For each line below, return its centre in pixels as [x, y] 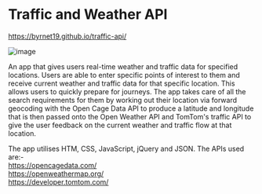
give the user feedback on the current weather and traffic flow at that [120, 125]
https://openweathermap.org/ [56, 174]
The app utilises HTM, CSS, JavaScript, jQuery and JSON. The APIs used [126, 148]
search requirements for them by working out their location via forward [123, 100]
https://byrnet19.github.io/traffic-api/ [67, 36]
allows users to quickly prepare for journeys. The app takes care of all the [127, 91]
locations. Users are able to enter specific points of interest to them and [124, 75]
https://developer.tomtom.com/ [58, 181]
